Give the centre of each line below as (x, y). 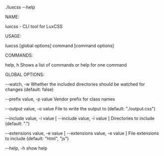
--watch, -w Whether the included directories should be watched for (75, 84)
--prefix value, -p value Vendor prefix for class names (60, 99)
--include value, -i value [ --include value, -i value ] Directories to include (80, 118)
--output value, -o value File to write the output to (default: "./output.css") (80, 109)
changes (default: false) (29, 89)
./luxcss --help (20, 7)
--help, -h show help (26, 148)
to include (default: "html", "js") (37, 138)
